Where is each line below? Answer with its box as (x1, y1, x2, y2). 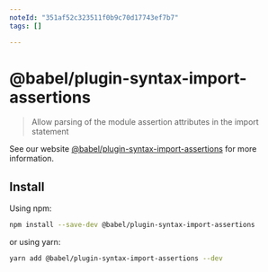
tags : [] (9, 22, 42, 31)
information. (9, 154, 55, 164)
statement (31, 127, 69, 137)
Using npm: (9, 203, 52, 214)
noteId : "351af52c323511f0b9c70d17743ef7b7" (9, 13, 179, 22)
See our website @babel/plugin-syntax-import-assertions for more (9, 144, 257, 154)
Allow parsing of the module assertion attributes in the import (31, 117, 259, 127)
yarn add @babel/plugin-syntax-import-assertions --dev (9, 254, 223, 263)
